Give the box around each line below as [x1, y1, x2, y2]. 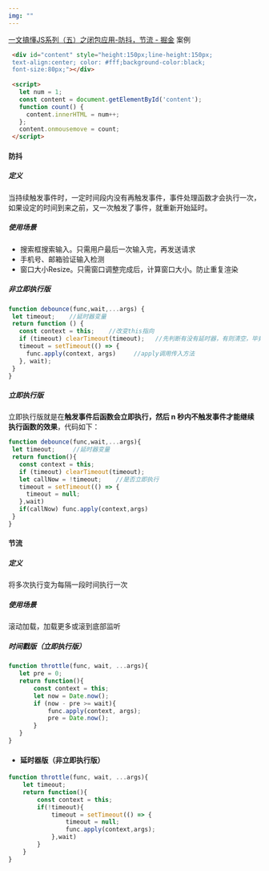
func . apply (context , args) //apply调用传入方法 [26, 350, 195, 358]
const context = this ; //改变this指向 [18, 327, 155, 335]
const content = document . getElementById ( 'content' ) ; [18, 95, 203, 103]
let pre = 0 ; [18, 670, 62, 678]
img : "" [8, 11, 34, 20]
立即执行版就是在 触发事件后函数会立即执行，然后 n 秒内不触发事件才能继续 [8, 412, 255, 422]
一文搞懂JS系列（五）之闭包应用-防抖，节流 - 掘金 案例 [8, 34, 191, 44]
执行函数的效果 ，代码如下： [8, 422, 100, 431]
